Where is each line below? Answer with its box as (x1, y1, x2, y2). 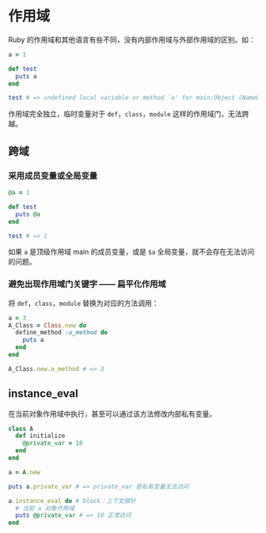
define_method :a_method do (15, 329, 108, 337)
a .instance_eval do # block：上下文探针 (8, 497, 136, 505)
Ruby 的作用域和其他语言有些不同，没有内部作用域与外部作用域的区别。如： (8, 35, 256, 44)
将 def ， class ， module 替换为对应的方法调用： (8, 298, 160, 308)
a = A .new (8, 468, 41, 476)
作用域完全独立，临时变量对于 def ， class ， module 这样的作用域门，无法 (8, 109, 243, 119)
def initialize (15, 432, 66, 440)
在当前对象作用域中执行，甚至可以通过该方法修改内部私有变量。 (8, 409, 216, 418)
